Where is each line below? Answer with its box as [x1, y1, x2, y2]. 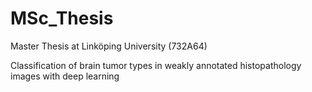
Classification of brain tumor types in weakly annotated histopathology [10, 59, 302, 71]
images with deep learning [10, 70, 120, 82]
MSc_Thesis [10, 7, 114, 30]
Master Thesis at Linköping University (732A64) [10, 40, 208, 52]
